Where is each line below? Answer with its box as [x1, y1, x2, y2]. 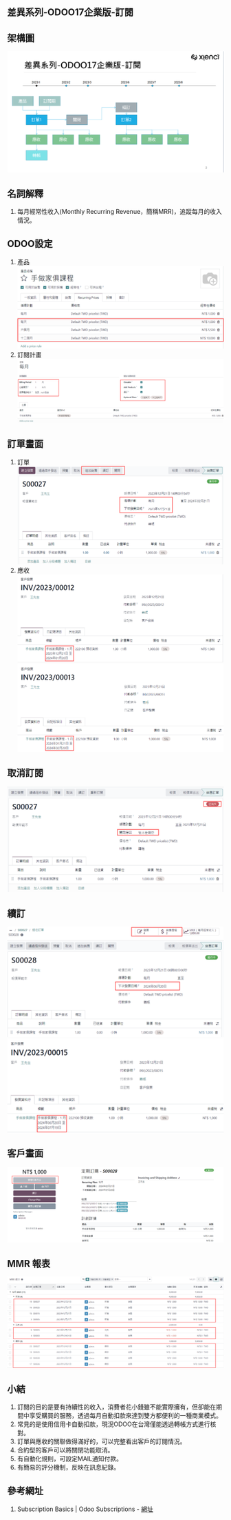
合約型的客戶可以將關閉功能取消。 [16, 1446, 114, 1454]
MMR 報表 [7, 1258, 50, 1270]
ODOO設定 [7, 238, 53, 250]
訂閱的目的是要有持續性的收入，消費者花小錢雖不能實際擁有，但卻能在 [16, 1403, 217, 1411]
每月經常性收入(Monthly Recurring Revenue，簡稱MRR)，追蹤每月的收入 [16, 208, 222, 216]
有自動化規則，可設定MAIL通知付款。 [16, 1454, 122, 1463]
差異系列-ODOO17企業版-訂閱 [7, 6, 134, 19]
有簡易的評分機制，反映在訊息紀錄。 [16, 1463, 120, 1472]
